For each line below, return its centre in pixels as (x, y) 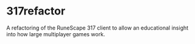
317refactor (36, 11)
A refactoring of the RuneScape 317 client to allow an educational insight (97, 28)
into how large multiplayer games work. (56, 34)
